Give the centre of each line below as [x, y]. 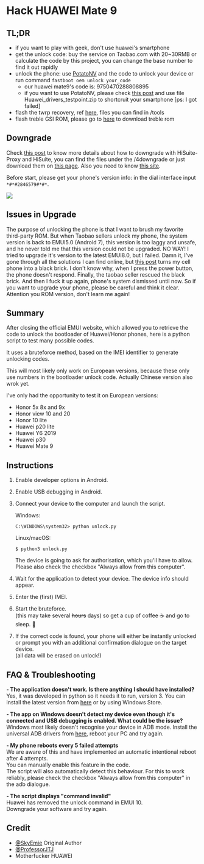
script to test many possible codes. [50, 341]
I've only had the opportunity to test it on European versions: [82, 395]
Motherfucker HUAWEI [44, 855]
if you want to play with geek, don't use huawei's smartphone [92, 48]
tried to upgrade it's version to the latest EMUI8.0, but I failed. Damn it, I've [100, 255]
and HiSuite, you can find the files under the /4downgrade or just [104, 159]
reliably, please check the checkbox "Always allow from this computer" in [98, 778]
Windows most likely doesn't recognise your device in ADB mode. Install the [102, 727]
